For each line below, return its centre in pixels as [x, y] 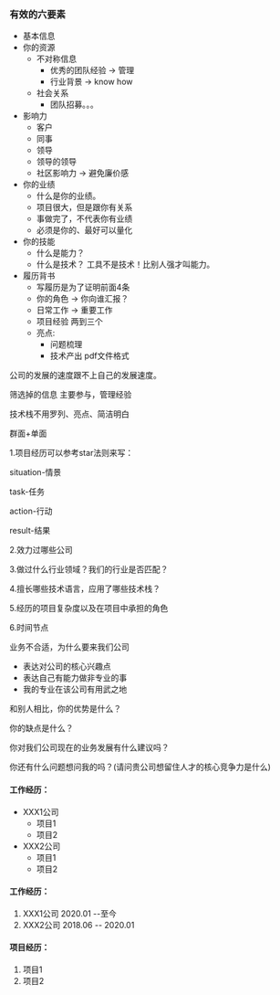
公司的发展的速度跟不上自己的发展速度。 [85, 376]
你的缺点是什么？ [41, 728]
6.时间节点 [29, 628]
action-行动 [31, 511]
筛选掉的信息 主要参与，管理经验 [71, 395]
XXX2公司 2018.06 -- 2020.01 [78, 925]
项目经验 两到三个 [69, 322]
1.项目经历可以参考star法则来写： [72, 453]
